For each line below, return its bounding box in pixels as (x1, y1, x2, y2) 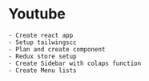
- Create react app (8, 31, 74, 39)
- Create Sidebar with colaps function (8, 59, 142, 67)
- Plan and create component (8, 45, 106, 53)
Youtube (8, 5, 66, 23)
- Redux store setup (8, 52, 78, 60)
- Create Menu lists (8, 66, 78, 75)
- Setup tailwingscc (8, 38, 78, 47)
